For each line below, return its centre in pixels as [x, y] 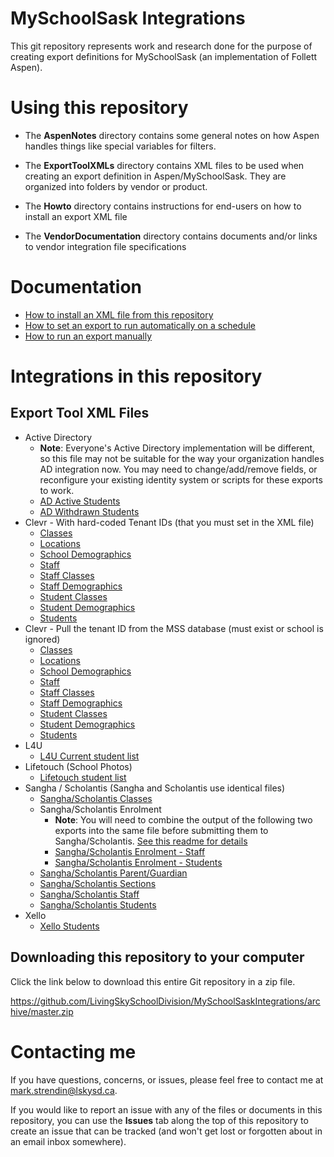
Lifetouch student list [83, 777]
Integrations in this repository [136, 376]
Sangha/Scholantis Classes [96, 798]
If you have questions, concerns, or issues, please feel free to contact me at [167, 1079]
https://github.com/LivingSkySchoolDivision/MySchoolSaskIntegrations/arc [165, 1001]
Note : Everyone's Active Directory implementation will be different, [177, 448]
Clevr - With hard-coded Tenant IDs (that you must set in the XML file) [169, 522]
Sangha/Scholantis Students [98, 904]
